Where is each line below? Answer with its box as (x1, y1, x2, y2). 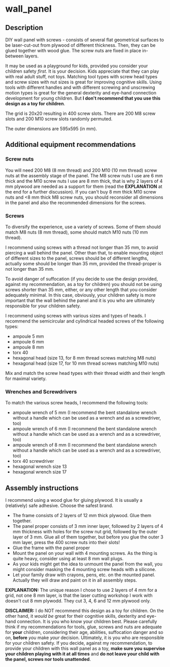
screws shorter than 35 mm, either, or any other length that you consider (5, 287, 157, 293)
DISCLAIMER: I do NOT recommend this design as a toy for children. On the (5, 608, 164, 614)
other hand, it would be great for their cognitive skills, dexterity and (5, 613, 146, 619)
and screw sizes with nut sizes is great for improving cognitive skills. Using (5, 79, 162, 85)
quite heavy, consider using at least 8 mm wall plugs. (12, 556, 124, 562)
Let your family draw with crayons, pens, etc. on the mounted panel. (12, 572, 156, 578)
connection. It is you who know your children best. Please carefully (17, 618, 157, 625)
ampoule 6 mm (12, 338, 44, 344)
